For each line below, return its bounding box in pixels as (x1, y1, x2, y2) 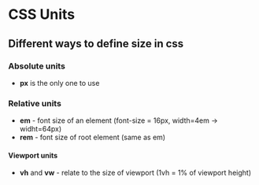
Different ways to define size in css (8, 37, 184, 50)
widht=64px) (19, 124, 62, 134)
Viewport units (8, 150, 58, 160)
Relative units (8, 98, 61, 109)
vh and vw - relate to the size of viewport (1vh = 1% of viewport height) (19, 168, 252, 178)
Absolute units (8, 61, 65, 72)
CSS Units (8, 6, 76, 24)
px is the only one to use (19, 78, 100, 87)
